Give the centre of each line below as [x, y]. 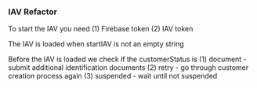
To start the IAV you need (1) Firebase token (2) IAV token [101, 29]
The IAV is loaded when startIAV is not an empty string [96, 44]
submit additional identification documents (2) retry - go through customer [128, 68]
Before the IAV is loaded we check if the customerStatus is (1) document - [127, 59]
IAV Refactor [33, 12]
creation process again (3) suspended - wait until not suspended [113, 76]
